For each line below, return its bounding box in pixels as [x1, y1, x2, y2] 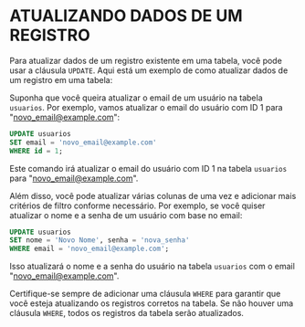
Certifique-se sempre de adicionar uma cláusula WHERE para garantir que [9, 289, 281, 300]
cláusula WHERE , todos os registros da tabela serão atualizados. [9, 308, 245, 319]
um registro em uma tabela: [9, 74, 113, 85]
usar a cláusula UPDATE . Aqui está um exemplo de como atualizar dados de [9, 65, 289, 76]
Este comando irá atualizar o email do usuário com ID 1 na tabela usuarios [9, 163, 288, 174]
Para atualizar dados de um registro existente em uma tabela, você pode [9, 55, 283, 66]
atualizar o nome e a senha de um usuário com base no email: [9, 209, 243, 220]
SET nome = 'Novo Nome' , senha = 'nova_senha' [9, 236, 190, 245]
